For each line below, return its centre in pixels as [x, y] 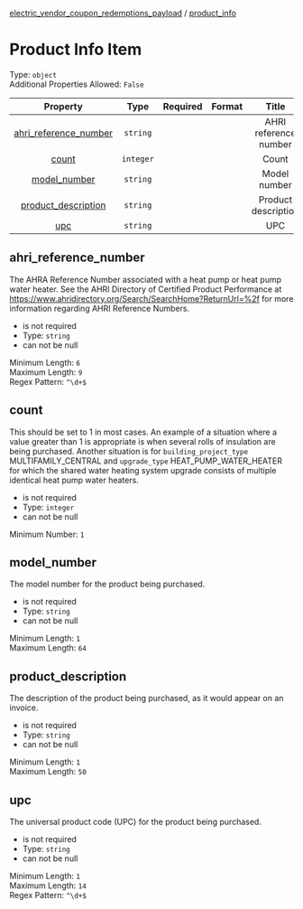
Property [63, 106]
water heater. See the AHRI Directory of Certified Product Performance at [146, 289]
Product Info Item [76, 50]
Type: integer [48, 507]
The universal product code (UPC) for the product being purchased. [135, 822]
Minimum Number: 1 [47, 534]
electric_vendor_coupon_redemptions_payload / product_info [123, 13]
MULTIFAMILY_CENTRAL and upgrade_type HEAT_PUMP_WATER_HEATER [146, 461]
